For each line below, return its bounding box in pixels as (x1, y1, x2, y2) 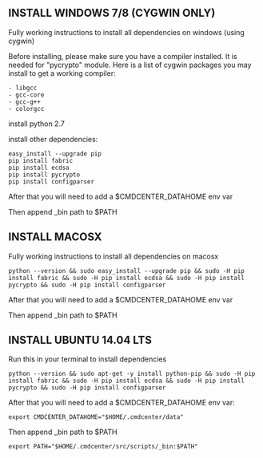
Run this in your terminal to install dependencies (8, 354, 167, 364)
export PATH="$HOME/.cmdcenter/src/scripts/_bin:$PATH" (8, 443, 198, 451)
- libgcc (8, 84, 38, 92)
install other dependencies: (8, 134, 98, 144)
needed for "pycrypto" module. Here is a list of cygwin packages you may (8, 60, 252, 69)
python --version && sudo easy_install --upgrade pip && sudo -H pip (8, 267, 245, 274)
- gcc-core (8, 91, 45, 99)
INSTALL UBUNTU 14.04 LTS (8, 334, 152, 347)
